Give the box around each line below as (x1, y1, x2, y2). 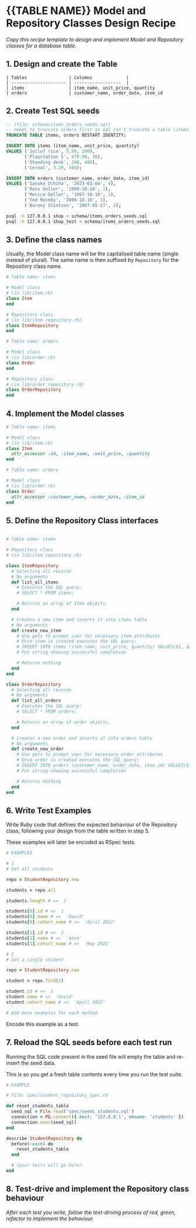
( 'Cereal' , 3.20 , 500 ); (24, 165, 82, 170)
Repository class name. (6, 262, 62, 270)
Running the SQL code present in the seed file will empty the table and (6, 1053, 176, 1060)
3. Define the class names (6, 234, 102, 244)
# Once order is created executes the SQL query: (16, 757, 140, 763)
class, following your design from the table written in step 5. (6, 827, 150, 834)
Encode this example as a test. (6, 1021, 80, 1028)
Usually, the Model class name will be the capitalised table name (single (6, 250, 179, 257)
